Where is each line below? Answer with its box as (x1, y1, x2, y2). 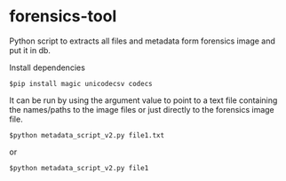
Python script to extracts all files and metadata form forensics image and (9, 35, 275, 46)
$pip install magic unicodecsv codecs (9, 79, 153, 88)
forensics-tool (9, 6, 117, 27)
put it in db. (9, 44, 52, 55)
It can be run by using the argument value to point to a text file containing (9, 95, 278, 106)
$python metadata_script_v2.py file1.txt (9, 130, 165, 139)
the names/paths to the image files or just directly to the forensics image (9, 104, 275, 114)
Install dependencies (9, 62, 86, 73)
